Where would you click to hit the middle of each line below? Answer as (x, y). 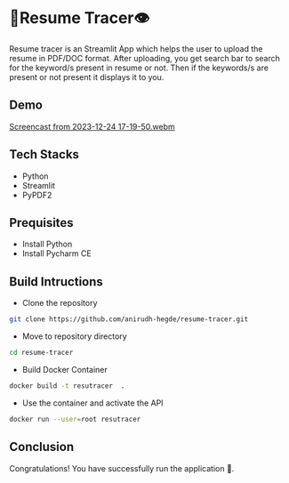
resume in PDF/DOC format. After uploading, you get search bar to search (144, 58)
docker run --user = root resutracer (75, 419)
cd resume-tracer (41, 353)
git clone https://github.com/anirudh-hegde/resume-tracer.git (129, 319)
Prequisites (41, 223)
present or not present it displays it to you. (87, 76)
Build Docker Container (65, 369)
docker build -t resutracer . (67, 386)
